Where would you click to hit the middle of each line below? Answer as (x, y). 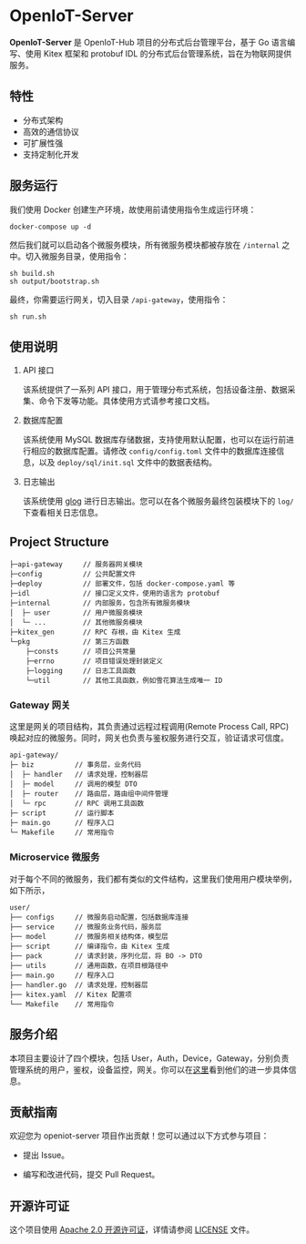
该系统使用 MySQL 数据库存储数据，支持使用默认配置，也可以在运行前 (154, 440)
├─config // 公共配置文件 (73, 575)
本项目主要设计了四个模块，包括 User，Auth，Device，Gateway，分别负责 (149, 1058)
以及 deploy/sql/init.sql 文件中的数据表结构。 (127, 463)
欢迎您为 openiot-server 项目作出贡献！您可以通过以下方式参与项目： (139, 1136)
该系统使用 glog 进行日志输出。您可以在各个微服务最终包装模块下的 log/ (158, 501)
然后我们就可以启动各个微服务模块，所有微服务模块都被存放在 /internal (145, 245)
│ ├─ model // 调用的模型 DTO (74, 784)
